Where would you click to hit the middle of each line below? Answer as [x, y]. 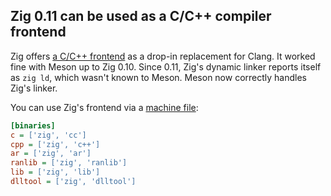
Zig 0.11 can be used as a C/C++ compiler [141, 16]
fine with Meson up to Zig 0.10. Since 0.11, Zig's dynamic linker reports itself [166, 66]
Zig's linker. [34, 88]
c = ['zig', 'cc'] [48, 135]
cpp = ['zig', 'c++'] [55, 144]
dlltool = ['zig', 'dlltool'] [73, 182]
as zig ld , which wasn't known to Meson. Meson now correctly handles [158, 77]
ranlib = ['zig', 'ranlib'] [69, 163]
